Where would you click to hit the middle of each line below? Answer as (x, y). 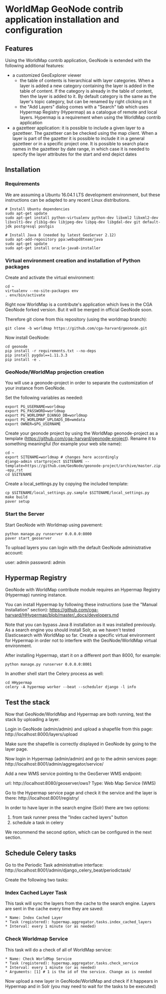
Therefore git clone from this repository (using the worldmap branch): (76, 319)
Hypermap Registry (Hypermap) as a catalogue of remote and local (88, 112)
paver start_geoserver (28, 538)
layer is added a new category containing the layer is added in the (87, 86)
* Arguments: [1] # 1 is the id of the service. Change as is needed (79, 972)
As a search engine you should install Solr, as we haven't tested (70, 630)
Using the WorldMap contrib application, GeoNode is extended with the (78, 60)
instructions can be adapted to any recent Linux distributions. (68, 200)
